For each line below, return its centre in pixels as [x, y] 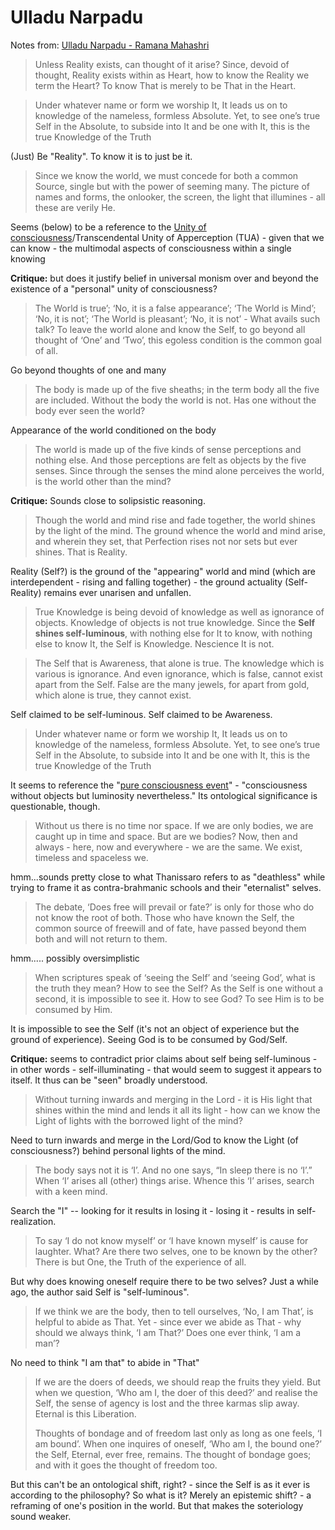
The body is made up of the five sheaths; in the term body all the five [177, 389]
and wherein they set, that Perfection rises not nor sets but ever [166, 541]
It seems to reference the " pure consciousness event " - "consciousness [159, 785]
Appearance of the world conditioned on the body [113, 430]
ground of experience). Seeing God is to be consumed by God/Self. [149, 1039]
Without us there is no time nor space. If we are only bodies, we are [174, 825]
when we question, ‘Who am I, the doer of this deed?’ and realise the [176, 1392]
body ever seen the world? [90, 410]
